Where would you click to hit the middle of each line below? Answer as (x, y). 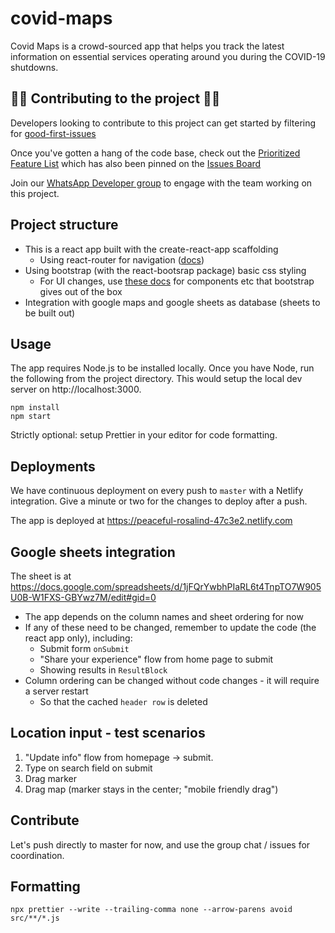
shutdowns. (34, 67)
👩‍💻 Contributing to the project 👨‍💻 (115, 98)
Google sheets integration (93, 552)
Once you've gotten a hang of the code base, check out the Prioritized (155, 153)
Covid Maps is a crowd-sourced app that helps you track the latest (147, 46)
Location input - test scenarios (108, 733)
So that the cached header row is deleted (123, 701)
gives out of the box (81, 291)
